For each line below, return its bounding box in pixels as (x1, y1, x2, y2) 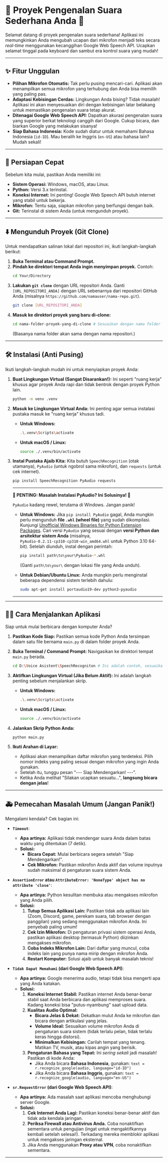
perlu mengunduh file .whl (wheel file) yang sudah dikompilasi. (19, 517, 151, 523)
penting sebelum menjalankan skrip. (12, 678, 87, 684)
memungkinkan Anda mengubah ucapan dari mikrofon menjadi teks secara (5, 37, 160, 43)
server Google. (19, 1099, 51, 1105)
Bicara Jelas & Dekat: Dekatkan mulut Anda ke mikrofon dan (34, 1013, 160, 1019)
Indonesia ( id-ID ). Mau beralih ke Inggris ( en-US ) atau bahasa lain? (12, 133, 149, 139)
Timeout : (12, 826, 30, 832)
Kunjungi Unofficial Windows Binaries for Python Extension (19, 522, 141, 528)
